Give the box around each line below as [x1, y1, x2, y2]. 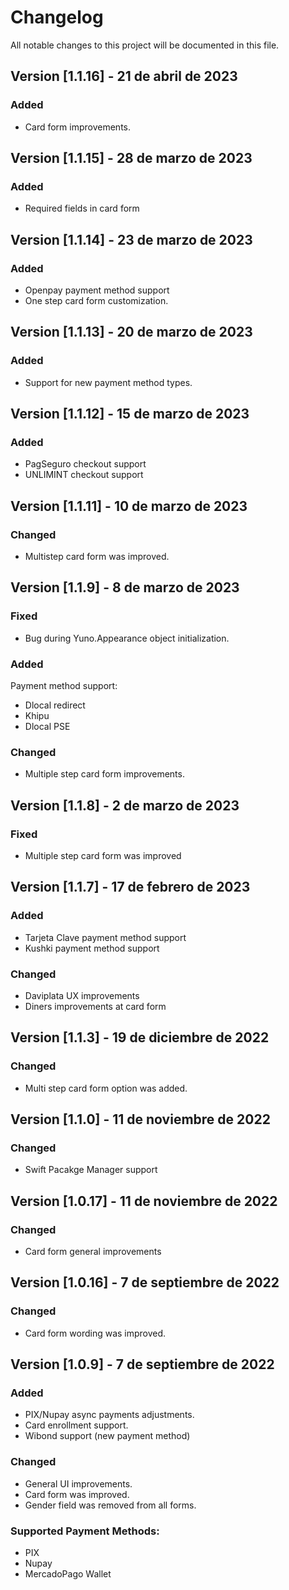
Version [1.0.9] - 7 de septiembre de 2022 [10, 1356, 275, 1373]
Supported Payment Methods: [10, 1524, 160, 1538]
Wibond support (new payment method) [24, 1430, 191, 1442]
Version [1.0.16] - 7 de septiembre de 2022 [10, 1274, 280, 1291]
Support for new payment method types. [24, 376, 193, 388]
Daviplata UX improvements [24, 990, 140, 1002]
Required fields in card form [24, 202, 140, 215]
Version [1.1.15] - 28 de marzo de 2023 [10, 150, 253, 167]
